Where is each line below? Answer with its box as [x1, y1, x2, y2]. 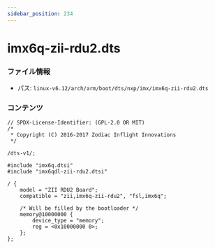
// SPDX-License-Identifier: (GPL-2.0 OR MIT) [7, 120, 145, 127]
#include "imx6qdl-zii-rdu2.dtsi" [7, 169, 108, 176]
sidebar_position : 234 [7, 10, 73, 17]
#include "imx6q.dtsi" [7, 162, 73, 169]
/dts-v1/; [7, 150, 36, 157]
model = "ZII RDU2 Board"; [20, 187, 98, 194]
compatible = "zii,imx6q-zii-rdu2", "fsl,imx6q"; [20, 193, 168, 200]
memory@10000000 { [20, 211, 73, 218]
